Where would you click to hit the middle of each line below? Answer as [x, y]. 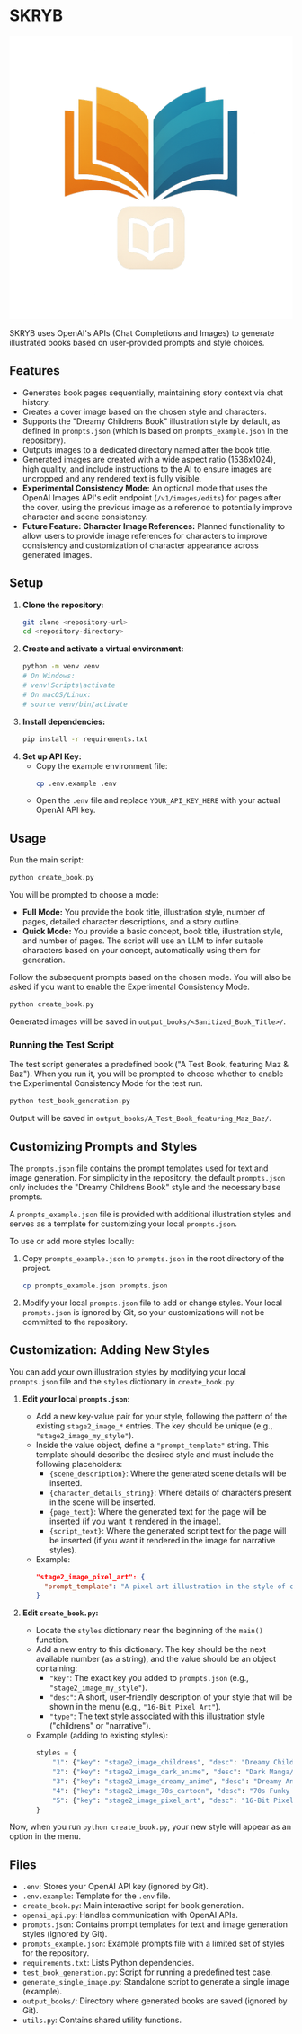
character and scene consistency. [85, 517]
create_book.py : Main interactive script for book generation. [133, 1906]
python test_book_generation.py [70, 1101]
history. [36, 402]
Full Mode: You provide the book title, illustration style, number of [144, 912]
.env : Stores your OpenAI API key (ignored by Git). [115, 1887]
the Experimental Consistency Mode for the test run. [106, 1083]
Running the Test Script [62, 1045]
